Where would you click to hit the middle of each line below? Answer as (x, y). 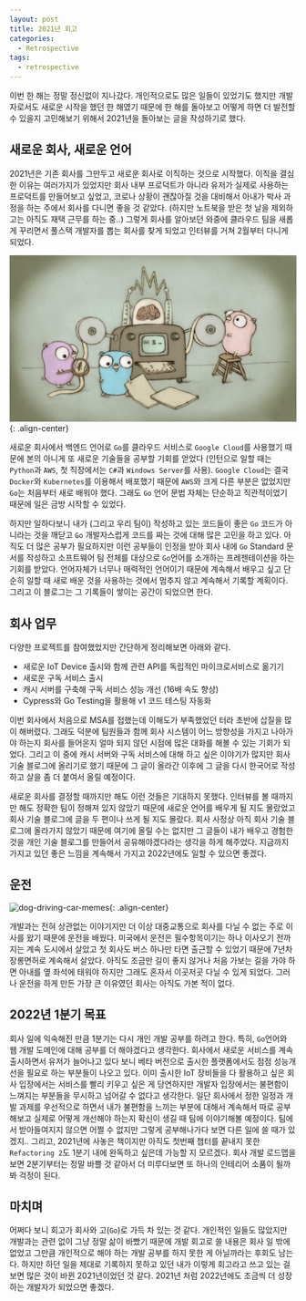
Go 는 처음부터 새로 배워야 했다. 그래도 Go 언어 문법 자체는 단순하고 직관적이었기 (149, 493)
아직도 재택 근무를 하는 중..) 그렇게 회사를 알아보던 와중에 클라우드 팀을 (151, 219)
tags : (20, 58)
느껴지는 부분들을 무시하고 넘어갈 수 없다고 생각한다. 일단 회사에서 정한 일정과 (147, 1095)
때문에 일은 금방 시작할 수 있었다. (68, 504)
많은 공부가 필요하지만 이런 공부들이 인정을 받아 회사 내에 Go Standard (160, 546)
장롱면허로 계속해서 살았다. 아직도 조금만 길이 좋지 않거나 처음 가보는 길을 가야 (148, 960)
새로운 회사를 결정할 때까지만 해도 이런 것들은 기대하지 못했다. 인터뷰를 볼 (139, 796)
